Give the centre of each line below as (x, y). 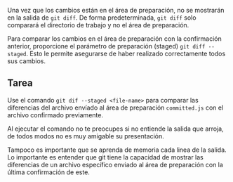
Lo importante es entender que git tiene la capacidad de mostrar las (105, 157)
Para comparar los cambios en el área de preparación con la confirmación (115, 39)
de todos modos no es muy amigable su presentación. (86, 136)
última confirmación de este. (48, 172)
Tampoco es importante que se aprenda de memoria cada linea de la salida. (117, 150)
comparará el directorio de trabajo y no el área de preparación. (98, 25)
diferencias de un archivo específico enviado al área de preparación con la (115, 164)
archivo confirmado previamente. (55, 115)
